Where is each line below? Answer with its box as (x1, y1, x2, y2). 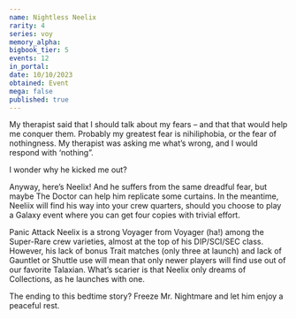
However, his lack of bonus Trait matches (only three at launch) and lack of (9, 246, 283, 256)
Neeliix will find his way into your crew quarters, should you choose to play (9, 201, 282, 211)
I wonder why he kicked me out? (9, 164, 128, 175)
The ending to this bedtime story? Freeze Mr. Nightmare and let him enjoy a (9, 291, 284, 301)
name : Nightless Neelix (9, 12, 97, 22)
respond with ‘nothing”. (9, 148, 95, 158)
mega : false (9, 87, 53, 95)
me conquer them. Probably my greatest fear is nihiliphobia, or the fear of (9, 129, 277, 140)
